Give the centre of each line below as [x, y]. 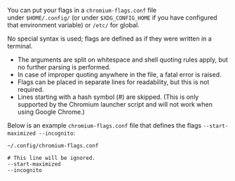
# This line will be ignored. [52, 158]
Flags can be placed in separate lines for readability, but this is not [113, 82]
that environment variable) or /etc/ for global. [74, 25]
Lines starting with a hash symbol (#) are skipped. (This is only [108, 97]
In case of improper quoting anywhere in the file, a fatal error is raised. [120, 74]
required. [31, 89]
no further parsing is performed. [64, 67]
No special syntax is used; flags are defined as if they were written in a [109, 39]
